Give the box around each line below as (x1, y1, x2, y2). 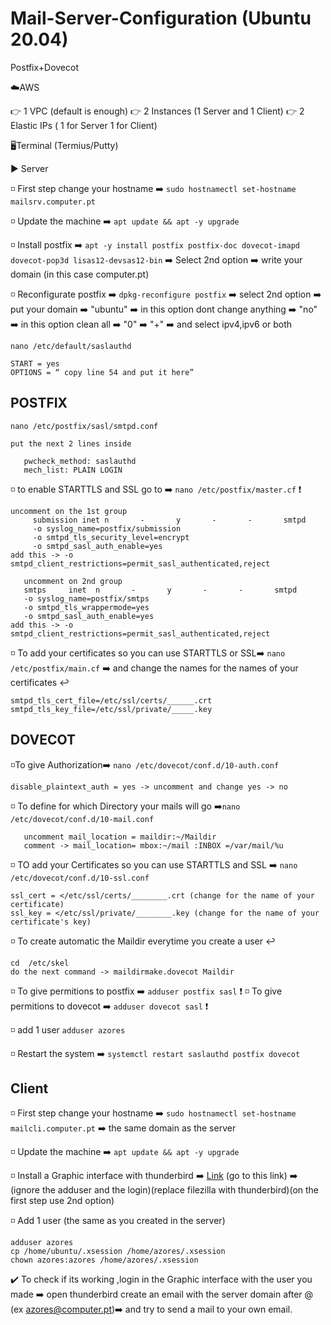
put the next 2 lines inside (10, 438, 132, 449)
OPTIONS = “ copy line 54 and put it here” (10, 367, 195, 377)
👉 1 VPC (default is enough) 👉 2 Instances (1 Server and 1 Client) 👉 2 (10, 105, 305, 117)
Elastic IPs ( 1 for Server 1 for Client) (10, 119, 158, 131)
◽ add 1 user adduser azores (10, 1023, 126, 1036)
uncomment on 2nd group (23, 576, 123, 586)
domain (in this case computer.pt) (10, 268, 150, 280)
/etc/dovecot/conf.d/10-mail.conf (10, 814, 155, 824)
